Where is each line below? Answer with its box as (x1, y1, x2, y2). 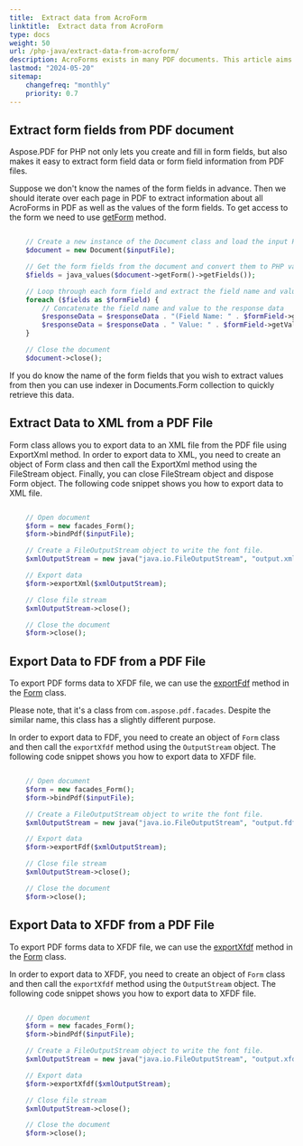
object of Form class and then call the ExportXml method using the (9, 459, 258, 469)
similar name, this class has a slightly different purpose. (9, 715, 216, 725)
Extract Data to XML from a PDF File (9, 415, 214, 431)
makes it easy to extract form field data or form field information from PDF (9, 156, 285, 167)
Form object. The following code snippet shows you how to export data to (9, 478, 284, 488)
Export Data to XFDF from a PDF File (9, 917, 215, 933)
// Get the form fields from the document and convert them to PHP (25, 262, 284, 271)
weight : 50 (9, 38, 50, 48)
